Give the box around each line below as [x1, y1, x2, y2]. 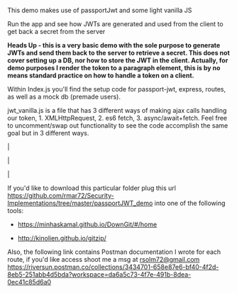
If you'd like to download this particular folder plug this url [7, 184, 176, 192]
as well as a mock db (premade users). [7, 92, 121, 101]
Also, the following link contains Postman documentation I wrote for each [7, 248, 221, 256]
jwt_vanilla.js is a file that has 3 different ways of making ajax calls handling [7, 106, 227, 114]
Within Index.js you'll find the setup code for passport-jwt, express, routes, [7, 85, 226, 93]
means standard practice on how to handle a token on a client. [7, 71, 194, 79]
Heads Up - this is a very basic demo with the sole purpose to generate [7, 41, 221, 49]
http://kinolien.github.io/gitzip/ [17, 234, 106, 242]
